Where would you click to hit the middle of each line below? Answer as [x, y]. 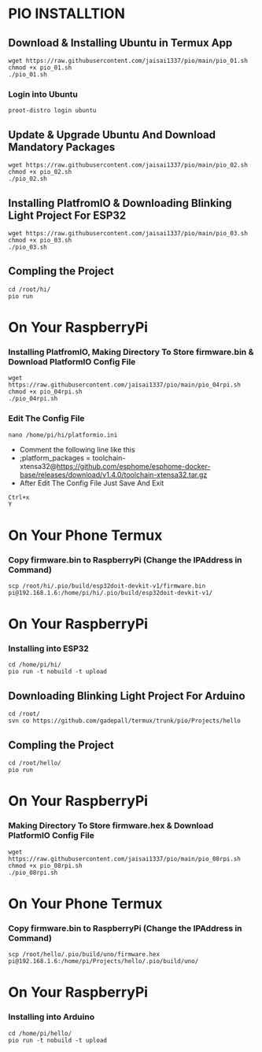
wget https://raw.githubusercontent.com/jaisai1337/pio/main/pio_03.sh [128, 233]
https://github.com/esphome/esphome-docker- [133, 466]
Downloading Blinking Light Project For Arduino [127, 696]
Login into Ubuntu [43, 94]
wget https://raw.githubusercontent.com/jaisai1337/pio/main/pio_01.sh [128, 61]
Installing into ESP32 [48, 648]
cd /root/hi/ [30, 289]
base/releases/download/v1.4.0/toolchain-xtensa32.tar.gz [113, 474]
